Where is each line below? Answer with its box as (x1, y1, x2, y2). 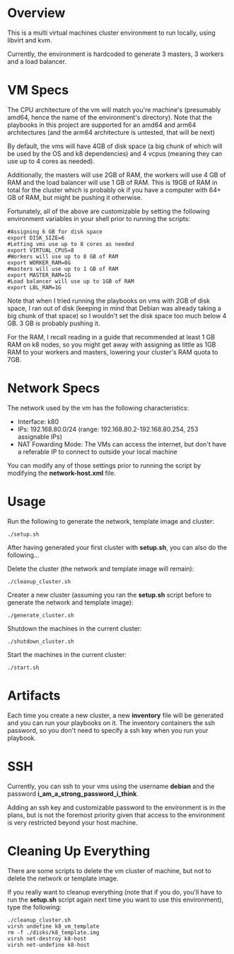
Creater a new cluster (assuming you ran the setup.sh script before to (7, 590, 212, 599)
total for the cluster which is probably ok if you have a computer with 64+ (7, 186, 221, 194)
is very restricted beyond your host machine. (7, 818, 138, 826)
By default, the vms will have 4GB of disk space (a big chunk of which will (7, 142, 223, 150)
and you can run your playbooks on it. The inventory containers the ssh (7, 718, 216, 727)
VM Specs (7, 82, 69, 99)
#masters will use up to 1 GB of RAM (7, 265, 119, 272)
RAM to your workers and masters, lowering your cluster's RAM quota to (7, 347, 218, 356)
